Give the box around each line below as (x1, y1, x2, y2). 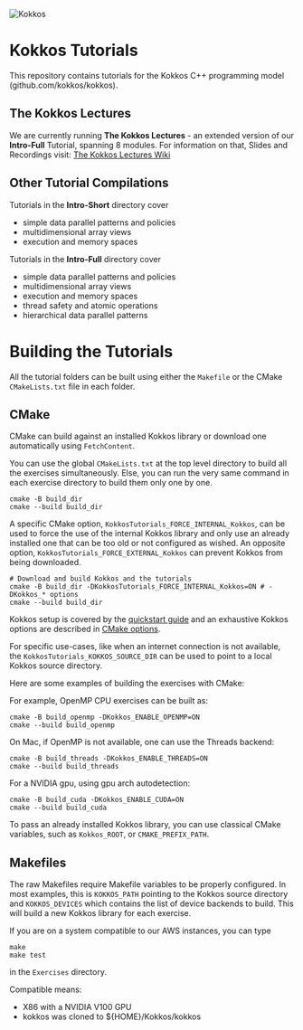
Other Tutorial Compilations (9, 175, 169, 191)
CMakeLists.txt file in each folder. (9, 381, 136, 392)
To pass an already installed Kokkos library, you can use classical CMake (9, 819, 281, 830)
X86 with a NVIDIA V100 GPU (22, 1002, 132, 1013)
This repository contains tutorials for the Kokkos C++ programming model (9, 70, 285, 80)
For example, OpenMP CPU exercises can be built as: (9, 695, 208, 706)
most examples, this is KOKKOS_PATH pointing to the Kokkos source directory (9, 889, 289, 900)
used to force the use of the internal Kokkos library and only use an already (9, 528, 290, 539)
